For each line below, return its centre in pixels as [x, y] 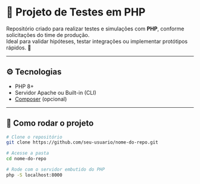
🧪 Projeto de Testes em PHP [76, 12]
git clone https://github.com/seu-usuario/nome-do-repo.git [82, 142]
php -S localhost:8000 [34, 175]
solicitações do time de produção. [48, 35]
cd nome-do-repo [26, 159]
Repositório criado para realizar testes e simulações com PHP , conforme [95, 29]
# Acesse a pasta [28, 153]
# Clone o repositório [34, 137]
